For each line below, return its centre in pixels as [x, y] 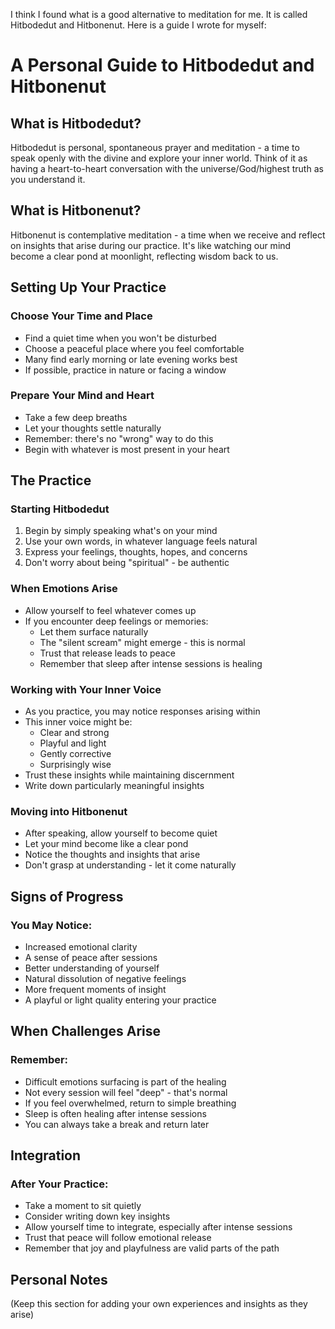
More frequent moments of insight [95, 990]
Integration [46, 1155]
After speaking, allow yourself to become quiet [121, 833]
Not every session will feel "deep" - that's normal [126, 1092]
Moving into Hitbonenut [69, 811]
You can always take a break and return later [117, 1124]
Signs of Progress [67, 896]
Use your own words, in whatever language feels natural [141, 541]
